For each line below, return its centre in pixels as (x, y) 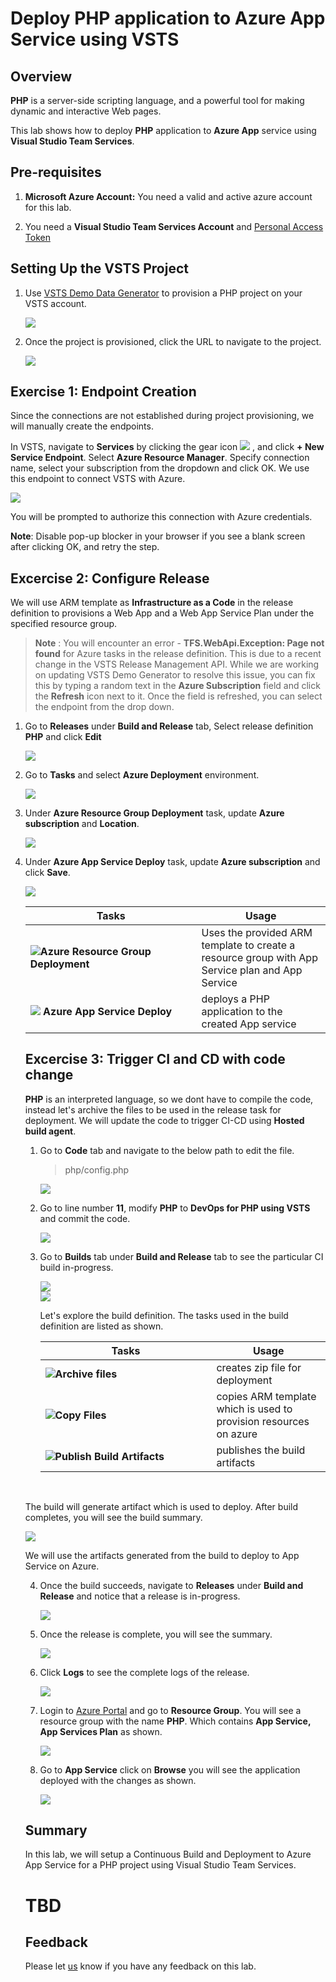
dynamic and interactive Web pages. (86, 111)
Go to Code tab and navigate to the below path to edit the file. (167, 1150)
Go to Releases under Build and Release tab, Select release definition (169, 726)
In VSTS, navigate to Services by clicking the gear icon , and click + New (167, 447)
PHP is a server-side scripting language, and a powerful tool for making (157, 100)
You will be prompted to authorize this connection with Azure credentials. (161, 517)
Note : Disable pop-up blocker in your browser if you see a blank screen (158, 536)
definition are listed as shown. (101, 1326)
